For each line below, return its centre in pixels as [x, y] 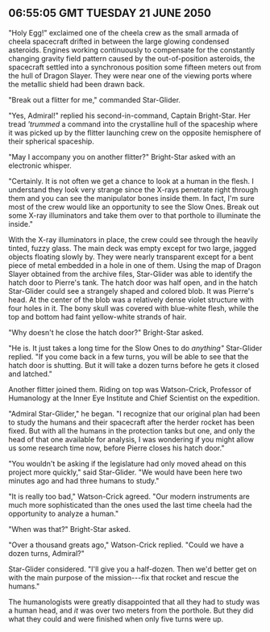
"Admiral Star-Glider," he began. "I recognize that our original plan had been [134, 413]
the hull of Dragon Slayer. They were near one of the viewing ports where [130, 75]
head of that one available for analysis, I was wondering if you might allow [131, 439]
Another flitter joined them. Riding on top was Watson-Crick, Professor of [130, 389]
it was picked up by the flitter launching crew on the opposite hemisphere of [135, 132]
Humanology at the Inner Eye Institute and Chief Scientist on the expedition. [134, 398]
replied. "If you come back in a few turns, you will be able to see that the [129, 356]
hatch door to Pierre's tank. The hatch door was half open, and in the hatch [133, 283]
